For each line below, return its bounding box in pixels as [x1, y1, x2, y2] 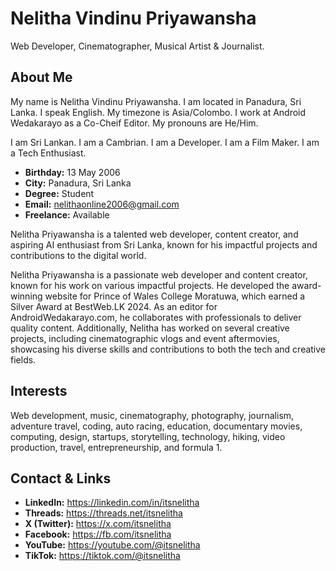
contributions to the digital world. [10, 249, 147, 261]
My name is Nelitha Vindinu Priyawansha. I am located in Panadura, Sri [10, 95, 302, 107]
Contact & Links [10, 470, 112, 487]
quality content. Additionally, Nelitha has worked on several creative [10, 322, 290, 334]
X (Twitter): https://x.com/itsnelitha [24, 518, 172, 530]
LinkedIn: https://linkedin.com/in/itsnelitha [24, 497, 200, 509]
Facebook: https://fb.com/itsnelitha [24, 528, 172, 541]
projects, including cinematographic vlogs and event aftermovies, [10, 332, 280, 344]
